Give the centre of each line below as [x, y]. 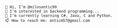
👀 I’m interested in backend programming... [52, 11]
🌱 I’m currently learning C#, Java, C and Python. [59, 16]
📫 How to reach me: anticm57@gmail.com [47, 21]
